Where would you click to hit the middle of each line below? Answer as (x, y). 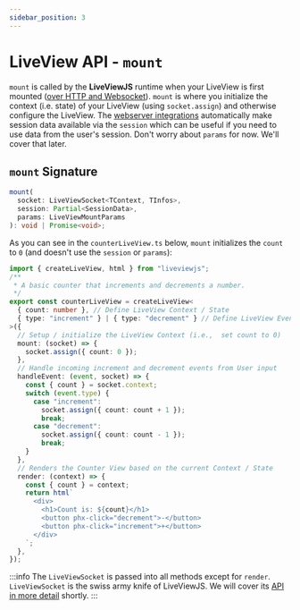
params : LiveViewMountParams (71, 217)
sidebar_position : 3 (48, 17)
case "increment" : (67, 402)
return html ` (50, 493)
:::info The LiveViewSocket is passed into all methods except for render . (140, 577)
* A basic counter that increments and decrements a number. (129, 285)
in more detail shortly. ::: (54, 596)
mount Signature (54, 171)
